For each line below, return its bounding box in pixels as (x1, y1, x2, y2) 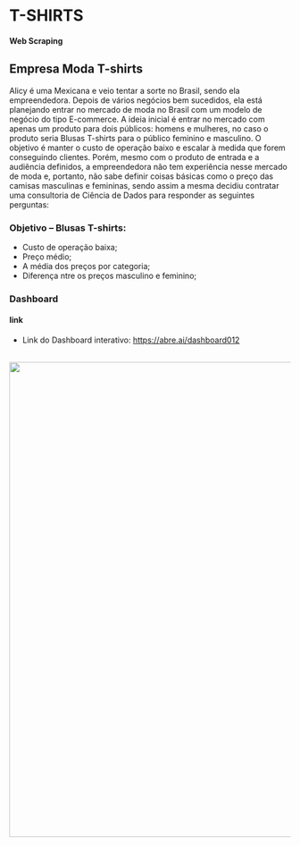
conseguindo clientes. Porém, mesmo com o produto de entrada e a (9, 151, 260, 162)
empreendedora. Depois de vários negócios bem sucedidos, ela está (9, 95, 263, 106)
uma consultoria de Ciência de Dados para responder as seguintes (9, 190, 255, 200)
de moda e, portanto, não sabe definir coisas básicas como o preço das (9, 171, 274, 182)
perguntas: (9, 199, 49, 210)
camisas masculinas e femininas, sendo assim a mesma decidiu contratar (9, 180, 279, 190)
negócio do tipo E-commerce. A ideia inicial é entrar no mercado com (9, 114, 265, 124)
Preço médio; (21, 251, 72, 262)
